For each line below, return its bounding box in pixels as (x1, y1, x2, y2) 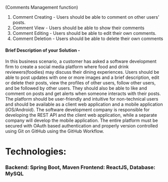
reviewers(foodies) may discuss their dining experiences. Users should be (5, 69, 159, 75)
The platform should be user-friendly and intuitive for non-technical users (5, 96, 158, 102)
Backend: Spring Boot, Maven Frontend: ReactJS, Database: (5, 164, 155, 171)
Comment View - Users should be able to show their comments (12, 25, 145, 31)
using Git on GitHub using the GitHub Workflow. (5, 128, 104, 134)
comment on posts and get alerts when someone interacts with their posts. (5, 90, 161, 97)
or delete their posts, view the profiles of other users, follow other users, (5, 80, 156, 86)
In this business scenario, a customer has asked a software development (5, 58, 157, 65)
